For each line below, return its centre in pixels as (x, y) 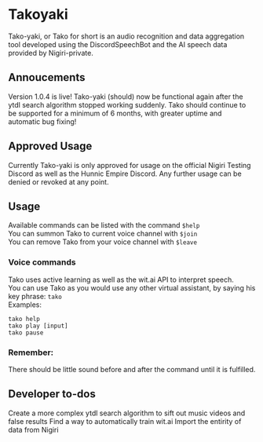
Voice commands (42, 262)
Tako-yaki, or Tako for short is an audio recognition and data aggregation (126, 36)
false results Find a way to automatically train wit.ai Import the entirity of (125, 421)
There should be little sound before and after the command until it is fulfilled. (132, 369)
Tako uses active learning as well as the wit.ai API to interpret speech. (121, 279)
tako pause (26, 332)
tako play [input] (38, 326)
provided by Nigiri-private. (51, 53)
